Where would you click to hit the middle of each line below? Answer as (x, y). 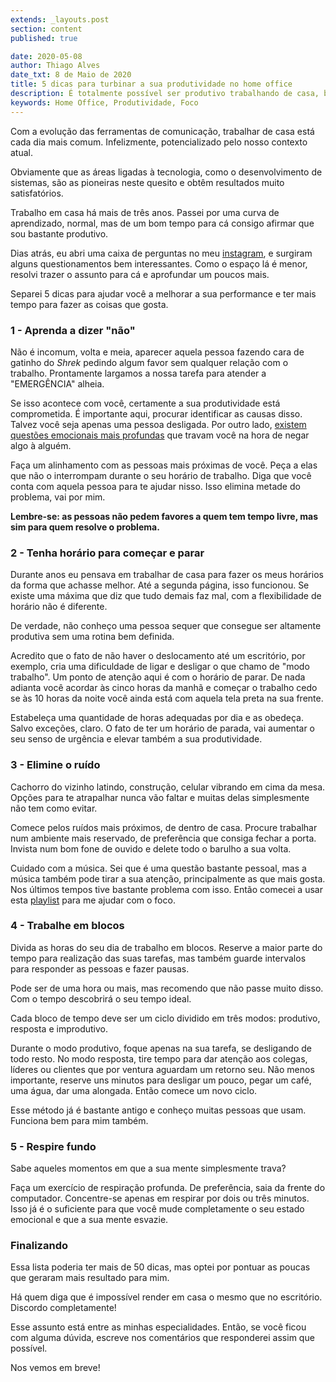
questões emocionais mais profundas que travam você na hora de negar (160, 435)
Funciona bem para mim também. (79, 1120)
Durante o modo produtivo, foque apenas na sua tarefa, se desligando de (161, 1048)
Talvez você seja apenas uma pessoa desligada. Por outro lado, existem (158, 424)
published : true (44, 38)
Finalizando (39, 1246)
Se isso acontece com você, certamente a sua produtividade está (145, 403)
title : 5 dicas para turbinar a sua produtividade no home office (151, 84)
